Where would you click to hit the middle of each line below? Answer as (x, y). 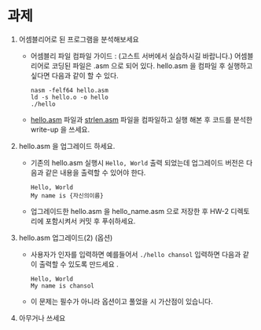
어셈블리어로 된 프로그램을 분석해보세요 (79, 39)
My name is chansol (62, 286)
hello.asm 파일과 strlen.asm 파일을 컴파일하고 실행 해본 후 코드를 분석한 (142, 119)
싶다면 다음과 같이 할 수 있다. (74, 75)
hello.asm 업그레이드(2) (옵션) (66, 238)
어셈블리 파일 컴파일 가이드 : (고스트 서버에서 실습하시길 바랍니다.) (132, 56)
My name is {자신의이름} (67, 196)
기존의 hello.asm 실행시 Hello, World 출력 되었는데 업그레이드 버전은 (137, 162)
